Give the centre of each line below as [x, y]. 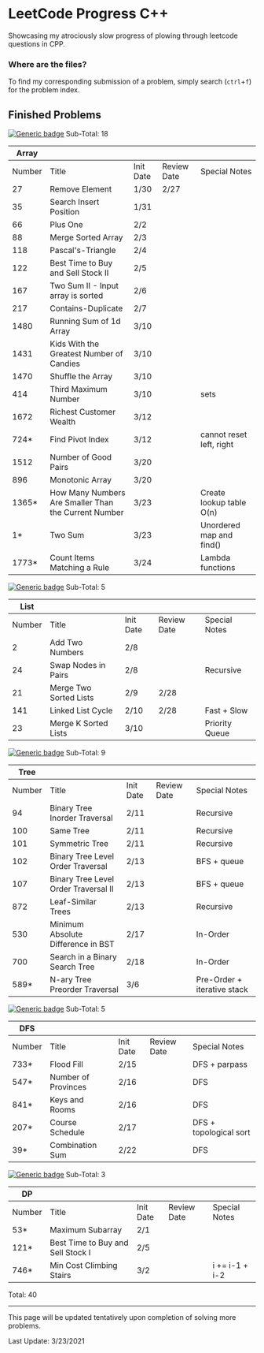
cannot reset [224, 434]
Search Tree [72, 967]
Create [213, 493]
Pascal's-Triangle [83, 251]
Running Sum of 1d [85, 322]
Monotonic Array [81, 480]
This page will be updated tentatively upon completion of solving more [122, 1318]
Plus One [66, 225]
